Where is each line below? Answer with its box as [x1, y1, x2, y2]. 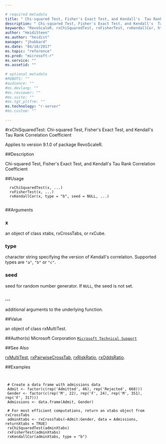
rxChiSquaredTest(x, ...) [9, 185, 63, 190]
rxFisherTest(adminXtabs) [7, 430, 61, 435]
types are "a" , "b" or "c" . [5, 259, 56, 265]
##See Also [5, 345, 29, 350]
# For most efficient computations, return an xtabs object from [7, 408, 145, 413]
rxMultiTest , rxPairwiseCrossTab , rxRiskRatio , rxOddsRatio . [5, 354, 125, 360]
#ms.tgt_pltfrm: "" [5, 99, 45, 104]
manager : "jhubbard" [5, 40, 48, 45]
